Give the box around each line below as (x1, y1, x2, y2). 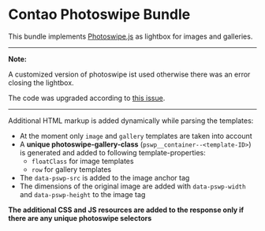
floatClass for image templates (31, 156, 134, 166)
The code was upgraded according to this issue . (8, 93, 166, 102)
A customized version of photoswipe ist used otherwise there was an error (8, 69, 251, 79)
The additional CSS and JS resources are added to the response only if (8, 205, 244, 214)
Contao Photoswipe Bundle (8, 6, 191, 24)
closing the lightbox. (8, 77, 74, 88)
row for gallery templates (31, 164, 112, 174)
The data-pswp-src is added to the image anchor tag (19, 173, 190, 182)
